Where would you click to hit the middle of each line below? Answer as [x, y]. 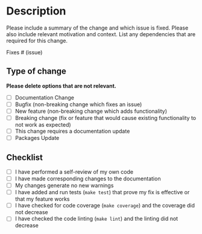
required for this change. [37, 40]
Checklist [25, 157]
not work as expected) [43, 125]
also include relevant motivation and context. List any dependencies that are [101, 34]
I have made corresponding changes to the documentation [88, 179]
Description [36, 11]
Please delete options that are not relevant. [61, 86]
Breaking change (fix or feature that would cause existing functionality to [106, 118]
